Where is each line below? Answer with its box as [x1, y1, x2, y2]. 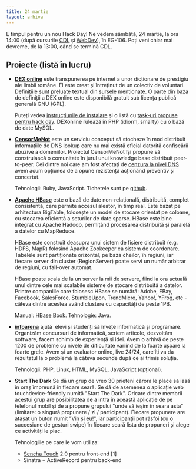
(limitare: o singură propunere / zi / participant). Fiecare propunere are [14, 409, 185, 416]
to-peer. [14, 161, 35, 168]
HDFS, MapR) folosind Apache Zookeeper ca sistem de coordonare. [14, 245, 180, 252]
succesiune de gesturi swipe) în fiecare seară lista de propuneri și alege [14, 421, 190, 428]
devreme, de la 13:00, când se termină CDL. [6, 42, 112, 50]
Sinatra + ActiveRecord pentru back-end [23, 457, 122, 464]
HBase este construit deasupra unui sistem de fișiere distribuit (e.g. [14, 239, 178, 246]
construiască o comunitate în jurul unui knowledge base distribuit [14, 154, 173, 162]
